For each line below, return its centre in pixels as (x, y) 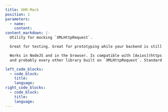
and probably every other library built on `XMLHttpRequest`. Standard (86, 60)
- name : (18, 24)
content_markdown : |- (28, 33)
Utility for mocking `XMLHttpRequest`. (51, 38)
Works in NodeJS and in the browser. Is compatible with (70, 55)
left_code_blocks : (24, 69)
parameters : (17, 19)
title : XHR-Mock (22, 10)
